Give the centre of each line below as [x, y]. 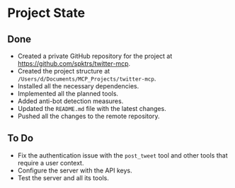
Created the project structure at [64, 71]
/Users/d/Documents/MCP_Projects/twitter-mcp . [87, 78]
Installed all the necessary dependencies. [78, 86]
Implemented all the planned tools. [68, 94]
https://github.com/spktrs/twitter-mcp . [74, 64]
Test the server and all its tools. [63, 177]
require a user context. [51, 163]
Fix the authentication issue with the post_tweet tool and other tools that [122, 155]
